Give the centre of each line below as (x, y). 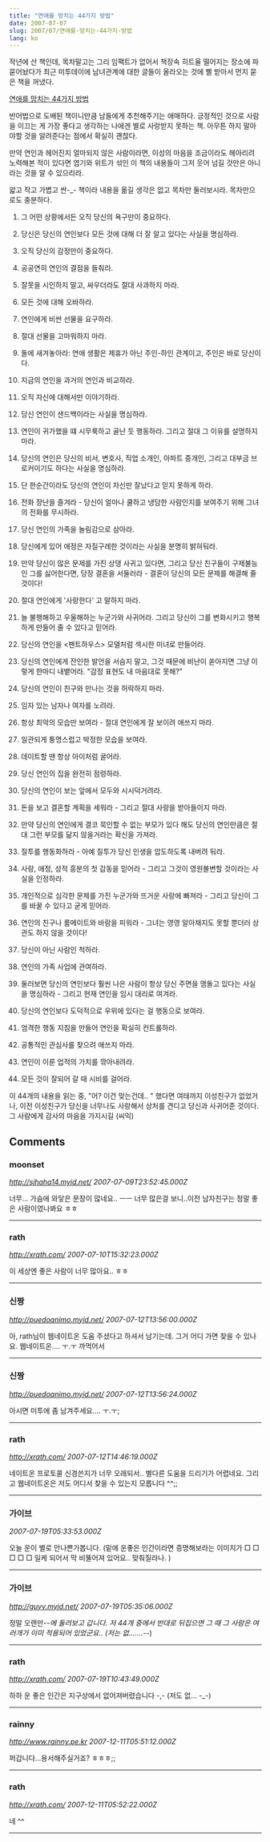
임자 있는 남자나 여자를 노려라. (68, 706)
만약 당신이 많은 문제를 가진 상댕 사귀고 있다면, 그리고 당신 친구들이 (125, 563)
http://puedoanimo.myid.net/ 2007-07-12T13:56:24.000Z (103, 1394)
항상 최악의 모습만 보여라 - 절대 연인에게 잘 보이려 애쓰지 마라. (117, 722)
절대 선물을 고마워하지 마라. (64, 336)
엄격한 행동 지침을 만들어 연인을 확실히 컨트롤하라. (99, 1028)
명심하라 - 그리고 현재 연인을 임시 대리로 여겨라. (104, 994)
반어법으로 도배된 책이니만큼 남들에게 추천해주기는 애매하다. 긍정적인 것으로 (127, 116)
